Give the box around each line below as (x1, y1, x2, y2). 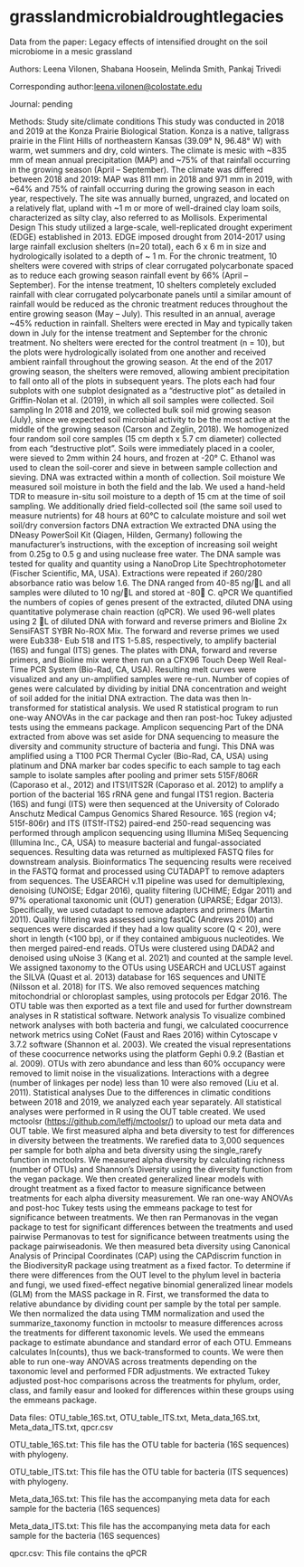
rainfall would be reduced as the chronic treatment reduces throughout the (9, 299, 288, 309)
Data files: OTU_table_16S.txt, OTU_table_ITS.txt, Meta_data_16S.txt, (9, 1411, 261, 1422)
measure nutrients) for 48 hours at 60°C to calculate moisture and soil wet (9, 509, 287, 521)
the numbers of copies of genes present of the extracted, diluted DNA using (9, 596, 293, 607)
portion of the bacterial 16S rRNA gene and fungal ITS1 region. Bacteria (9, 789, 274, 800)
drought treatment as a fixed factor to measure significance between (9, 1182, 266, 1193)
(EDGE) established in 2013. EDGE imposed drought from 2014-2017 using (9, 231, 286, 242)
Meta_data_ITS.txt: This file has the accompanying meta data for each (9, 1520, 271, 1531)
